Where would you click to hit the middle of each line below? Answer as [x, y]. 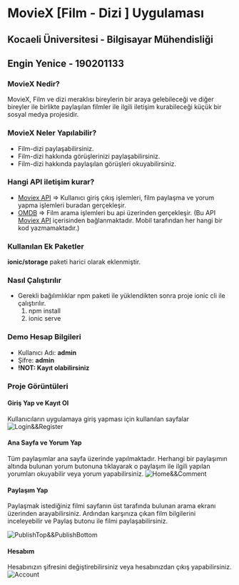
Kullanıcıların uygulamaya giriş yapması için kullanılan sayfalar [98, 419]
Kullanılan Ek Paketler [46, 246]
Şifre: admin [36, 360]
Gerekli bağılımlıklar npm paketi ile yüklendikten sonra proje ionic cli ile [122, 296]
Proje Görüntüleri [38, 386]
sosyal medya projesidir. [43, 115]
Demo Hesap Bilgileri [45, 337]
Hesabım [21, 551]
